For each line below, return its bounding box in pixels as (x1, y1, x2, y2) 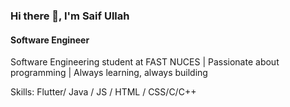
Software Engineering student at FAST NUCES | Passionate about (10, 56, 280, 68)
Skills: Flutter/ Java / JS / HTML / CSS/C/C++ (10, 86, 197, 98)
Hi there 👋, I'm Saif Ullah (10, 9, 130, 23)
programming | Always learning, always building (10, 67, 208, 79)
